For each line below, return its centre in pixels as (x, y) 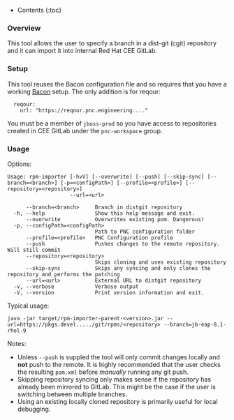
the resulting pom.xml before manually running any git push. (103, 372)
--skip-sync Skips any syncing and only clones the (118, 268)
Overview (24, 28)
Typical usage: (28, 306)
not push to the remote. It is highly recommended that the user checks (119, 364)
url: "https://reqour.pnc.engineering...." (84, 110)
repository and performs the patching (64, 274)
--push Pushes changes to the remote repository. (123, 243)
